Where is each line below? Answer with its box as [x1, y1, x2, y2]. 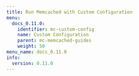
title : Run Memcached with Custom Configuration [6, 9, 133, 15]
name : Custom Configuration [17, 32, 89, 38]
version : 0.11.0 [12, 60, 53, 66]
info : [6, 55, 20, 61]
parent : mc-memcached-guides [17, 37, 92, 44]
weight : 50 [17, 44, 45, 50]
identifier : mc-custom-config [17, 26, 95, 32]
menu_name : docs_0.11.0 [6, 49, 67, 55]
